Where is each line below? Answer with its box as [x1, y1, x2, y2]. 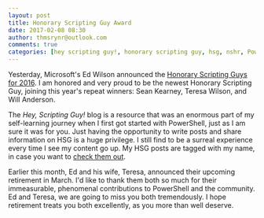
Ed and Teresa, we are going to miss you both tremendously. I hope [8, 192, 226, 201]
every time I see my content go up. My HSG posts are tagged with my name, [8, 143, 255, 153]
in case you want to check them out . [8, 152, 126, 161]
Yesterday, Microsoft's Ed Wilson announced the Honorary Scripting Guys [8, 70, 247, 79]
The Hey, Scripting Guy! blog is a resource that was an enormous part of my [8, 110, 255, 119]
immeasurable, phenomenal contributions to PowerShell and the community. [8, 184, 255, 193]
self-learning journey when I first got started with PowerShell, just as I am [8, 119, 246, 127]
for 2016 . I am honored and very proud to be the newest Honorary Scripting [8, 78, 252, 87]
